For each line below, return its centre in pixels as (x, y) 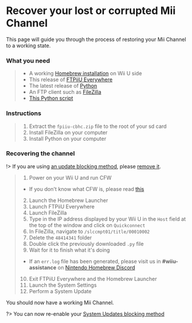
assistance (43, 268)
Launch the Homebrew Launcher (69, 200)
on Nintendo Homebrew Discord (96, 268)
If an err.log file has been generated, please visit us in (95, 261)
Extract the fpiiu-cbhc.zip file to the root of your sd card (98, 126)
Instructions (24, 113)
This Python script (51, 98)
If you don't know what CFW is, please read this (87, 189)
